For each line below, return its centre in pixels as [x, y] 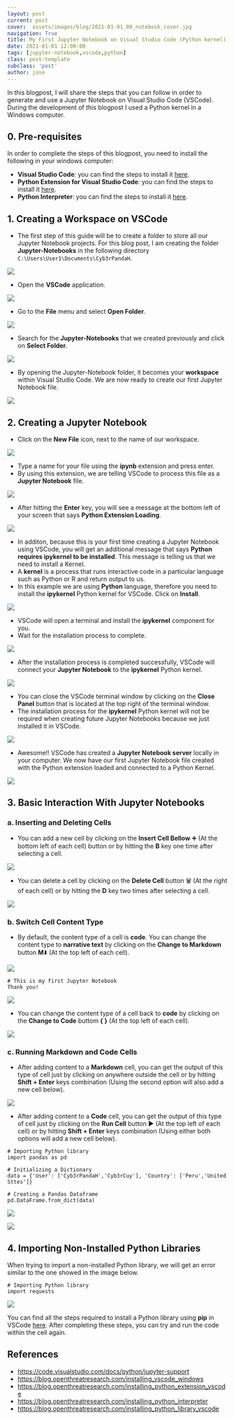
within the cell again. [37, 1332]
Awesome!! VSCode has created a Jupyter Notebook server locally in [118, 752]
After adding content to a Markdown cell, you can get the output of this [120, 1067]
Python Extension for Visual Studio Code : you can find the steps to [115, 182]
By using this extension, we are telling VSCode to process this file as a [118, 473]
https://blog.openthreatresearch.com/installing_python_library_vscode [118, 1408]
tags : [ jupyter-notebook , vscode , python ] [67, 53]
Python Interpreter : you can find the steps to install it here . [102, 197]
